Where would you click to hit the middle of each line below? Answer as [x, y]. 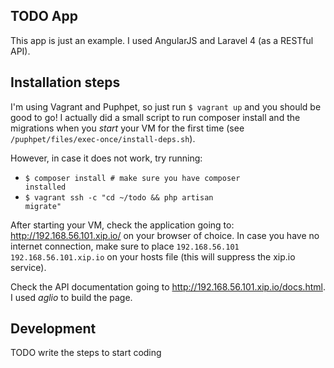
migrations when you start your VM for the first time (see [127, 128]
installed [45, 187]
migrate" [43, 206]
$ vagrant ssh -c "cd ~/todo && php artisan [119, 197]
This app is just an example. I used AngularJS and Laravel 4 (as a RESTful [162, 40]
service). [28, 267]
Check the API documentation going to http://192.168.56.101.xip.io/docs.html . [168, 286]
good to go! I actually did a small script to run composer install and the [155, 117]
